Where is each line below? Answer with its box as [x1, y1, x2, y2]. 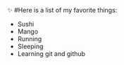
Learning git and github [17, 50, 86, 58]
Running [17, 35, 42, 43]
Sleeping [17, 42, 44, 50]
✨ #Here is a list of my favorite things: [7, 6, 118, 14]
